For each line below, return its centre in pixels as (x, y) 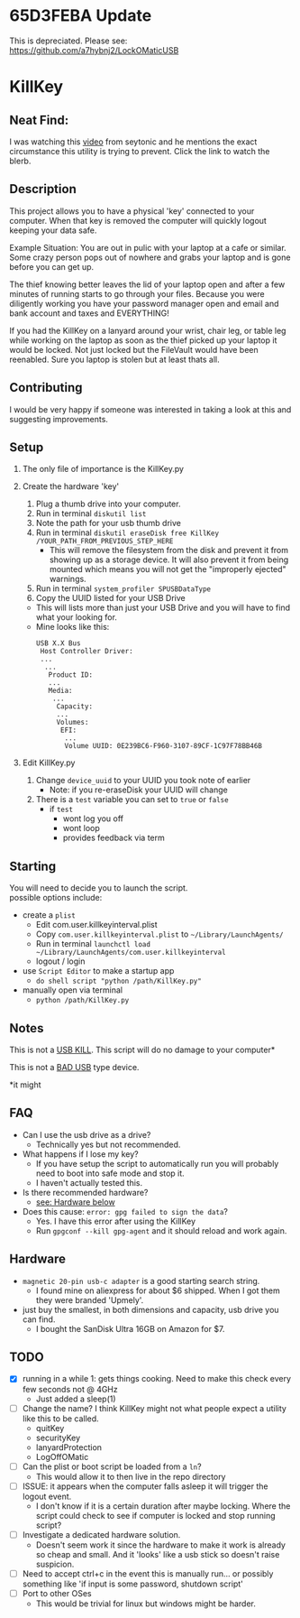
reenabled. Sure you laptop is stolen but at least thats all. (115, 359)
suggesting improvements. (59, 419)
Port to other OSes (57, 1593)
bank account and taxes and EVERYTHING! (89, 313)
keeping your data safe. (53, 230)
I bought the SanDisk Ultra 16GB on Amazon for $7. (130, 1328)
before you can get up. (52, 266)
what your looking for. (76, 617)
